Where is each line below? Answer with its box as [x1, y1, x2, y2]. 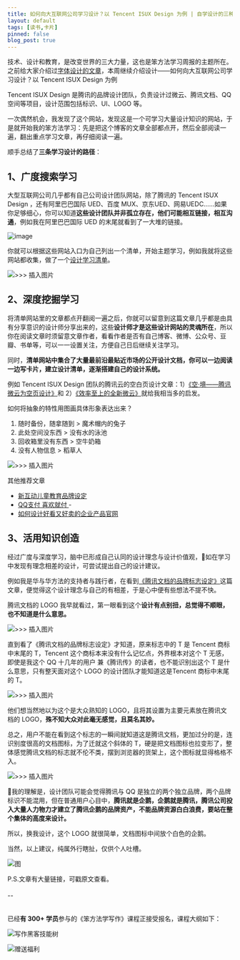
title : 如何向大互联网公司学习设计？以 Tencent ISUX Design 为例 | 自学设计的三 [7, 10, 229, 18]
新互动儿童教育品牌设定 [17, 491, 87, 500]
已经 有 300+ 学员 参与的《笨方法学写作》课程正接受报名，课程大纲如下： [7, 914, 221, 923]
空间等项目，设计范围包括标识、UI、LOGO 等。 [7, 99, 146, 108]
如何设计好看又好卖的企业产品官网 [17, 509, 119, 517]
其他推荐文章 [7, 476, 45, 485]
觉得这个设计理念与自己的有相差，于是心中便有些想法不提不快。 [31, 585, 220, 594]
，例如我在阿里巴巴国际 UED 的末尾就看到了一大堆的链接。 [14, 217, 187, 226]
